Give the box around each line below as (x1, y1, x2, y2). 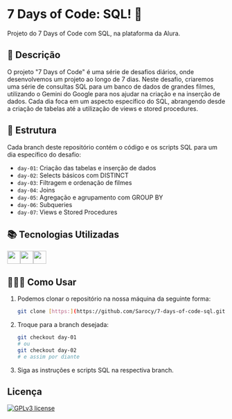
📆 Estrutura (7, 125, 57, 136)
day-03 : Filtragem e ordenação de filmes (17, 178, 132, 186)
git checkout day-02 (17, 346, 77, 354)
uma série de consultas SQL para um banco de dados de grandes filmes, (7, 82, 215, 91)
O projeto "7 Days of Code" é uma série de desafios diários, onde (7, 67, 195, 75)
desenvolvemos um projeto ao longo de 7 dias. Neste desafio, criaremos (7, 75, 214, 83)
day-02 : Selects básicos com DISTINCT (17, 171, 130, 179)
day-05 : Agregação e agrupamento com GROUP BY (17, 193, 163, 202)
